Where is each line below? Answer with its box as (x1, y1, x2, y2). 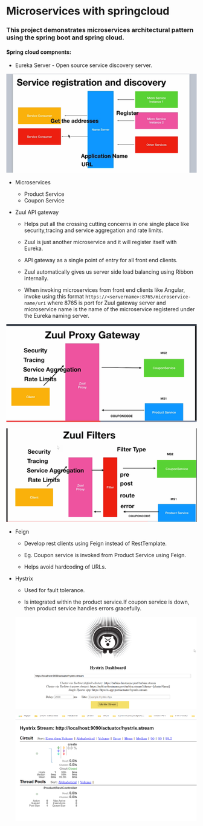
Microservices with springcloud (6, 4, 170, 18)
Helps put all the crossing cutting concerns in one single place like (24, 221, 190, 228)
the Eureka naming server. (24, 312, 89, 320)
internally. (24, 275, 49, 282)
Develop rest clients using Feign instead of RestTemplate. (24, 540, 167, 547)
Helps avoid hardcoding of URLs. (24, 563, 107, 570)
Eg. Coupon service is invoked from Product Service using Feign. (24, 552, 186, 559)
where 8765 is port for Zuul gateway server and (47, 299, 166, 306)
